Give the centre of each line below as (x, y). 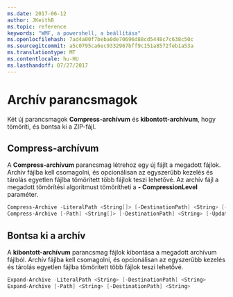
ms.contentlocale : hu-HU (43, 59)
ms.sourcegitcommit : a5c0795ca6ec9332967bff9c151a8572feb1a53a (101, 46)
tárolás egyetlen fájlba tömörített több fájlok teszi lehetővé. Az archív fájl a (113, 180)
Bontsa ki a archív (46, 235)
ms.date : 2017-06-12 (37, 14)
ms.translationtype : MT (42, 53)
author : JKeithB (31, 20)
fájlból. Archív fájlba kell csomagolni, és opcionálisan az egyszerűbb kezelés (116, 259)
